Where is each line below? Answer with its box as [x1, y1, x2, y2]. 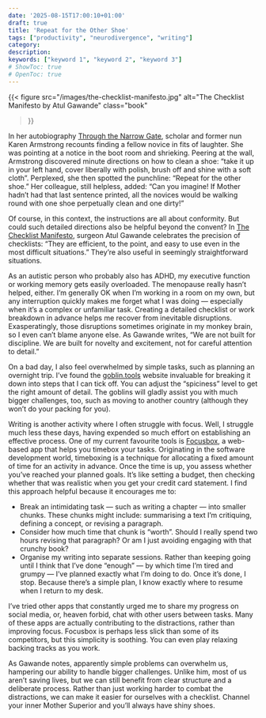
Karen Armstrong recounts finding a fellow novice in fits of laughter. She [8, 139, 244, 149]
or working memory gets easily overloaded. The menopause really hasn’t [8, 279, 247, 289]
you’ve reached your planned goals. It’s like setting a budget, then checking [8, 470, 256, 479]
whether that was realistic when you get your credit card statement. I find [8, 478, 248, 487]
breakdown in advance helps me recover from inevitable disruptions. [8, 313, 232, 323]
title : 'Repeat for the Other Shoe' [8, 26, 129, 34]
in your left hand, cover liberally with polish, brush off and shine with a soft [8, 164, 252, 174]
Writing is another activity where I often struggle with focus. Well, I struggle [8, 419, 254, 429]
